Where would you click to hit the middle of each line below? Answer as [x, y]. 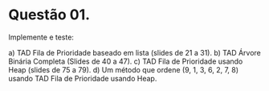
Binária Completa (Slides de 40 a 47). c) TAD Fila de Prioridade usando [126, 61]
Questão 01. [49, 15]
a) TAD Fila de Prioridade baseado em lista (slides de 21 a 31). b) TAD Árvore [134, 52]
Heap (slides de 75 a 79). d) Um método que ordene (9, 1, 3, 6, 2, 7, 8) [124, 69]
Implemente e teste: [41, 37]
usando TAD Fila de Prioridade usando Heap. [83, 78]
